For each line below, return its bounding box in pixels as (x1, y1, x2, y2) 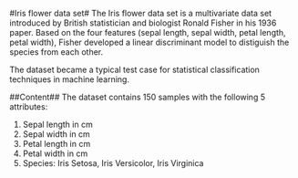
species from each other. (9, 47, 104, 58)
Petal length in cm (22, 139, 91, 149)
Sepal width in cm (22, 129, 91, 140)
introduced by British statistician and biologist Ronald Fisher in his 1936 (9, 17, 277, 28)
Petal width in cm (22, 148, 88, 159)
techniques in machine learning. (9, 74, 130, 85)
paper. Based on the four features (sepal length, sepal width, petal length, (9, 27, 286, 37)
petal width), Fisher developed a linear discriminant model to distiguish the (9, 37, 290, 47)
